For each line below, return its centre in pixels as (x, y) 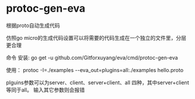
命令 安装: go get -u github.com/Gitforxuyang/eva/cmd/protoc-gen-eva (92, 57)
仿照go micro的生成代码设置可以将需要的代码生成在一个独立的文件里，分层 (96, 37)
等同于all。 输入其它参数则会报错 (45, 90)
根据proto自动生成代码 (33, 25)
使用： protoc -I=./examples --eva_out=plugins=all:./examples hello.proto (95, 70)
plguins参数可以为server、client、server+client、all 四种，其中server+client (97, 82)
